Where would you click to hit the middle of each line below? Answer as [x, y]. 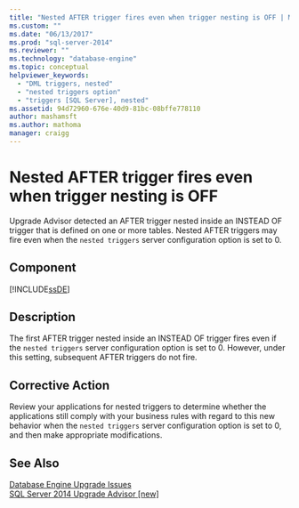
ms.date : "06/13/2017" [51, 34]
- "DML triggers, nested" [65, 84]
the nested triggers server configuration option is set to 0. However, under [147, 348]
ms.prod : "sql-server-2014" [61, 42]
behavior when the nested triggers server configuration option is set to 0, [145, 426]
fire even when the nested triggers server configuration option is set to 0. [145, 239]
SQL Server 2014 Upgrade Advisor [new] [84, 494]
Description [42, 317]
